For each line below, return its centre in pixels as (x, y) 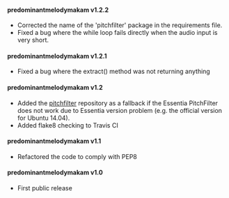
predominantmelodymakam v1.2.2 (58, 10)
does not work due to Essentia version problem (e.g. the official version (120, 110)
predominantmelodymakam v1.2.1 (57, 56)
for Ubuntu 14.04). (44, 118)
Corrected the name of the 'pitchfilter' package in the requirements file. (120, 25)
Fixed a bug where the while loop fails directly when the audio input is (117, 33)
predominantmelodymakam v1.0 (55, 173)
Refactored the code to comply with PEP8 (77, 156)
